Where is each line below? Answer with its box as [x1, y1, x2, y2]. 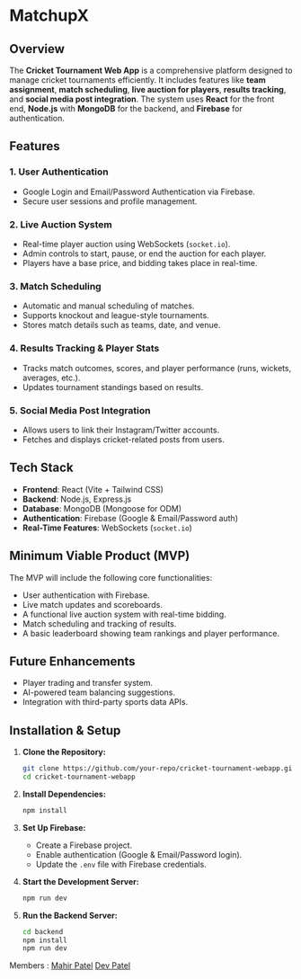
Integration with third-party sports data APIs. [22, 697, 189, 708]
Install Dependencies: [22, 788, 106, 799]
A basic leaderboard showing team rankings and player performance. [22, 627, 280, 638]
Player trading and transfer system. [22, 678, 153, 689]
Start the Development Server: [22, 876, 139, 886]
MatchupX [9, 5, 90, 26]
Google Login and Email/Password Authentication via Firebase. [22, 186, 256, 197]
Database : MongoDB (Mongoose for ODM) [22, 503, 182, 513]
